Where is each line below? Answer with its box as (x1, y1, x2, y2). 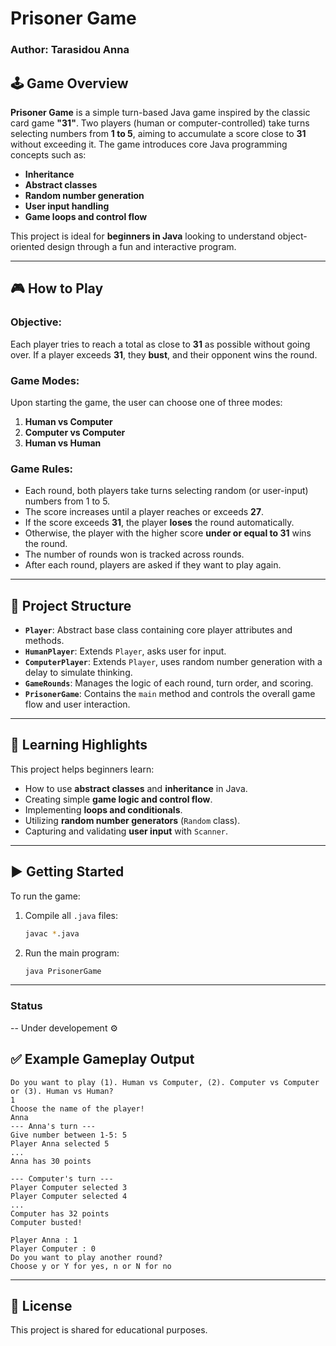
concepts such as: (10, 148, 87, 161)
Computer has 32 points (10, 1208, 110, 1219)
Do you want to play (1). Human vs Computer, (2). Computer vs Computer (10, 1077, 320, 1087)
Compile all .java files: (24, 909, 119, 921)
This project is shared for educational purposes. (10, 1324, 208, 1336)
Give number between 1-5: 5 (10, 1130, 128, 1140)
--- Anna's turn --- (10, 1121, 97, 1131)
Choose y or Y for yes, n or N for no (10, 1261, 172, 1271)
